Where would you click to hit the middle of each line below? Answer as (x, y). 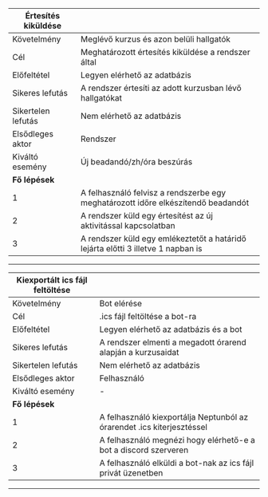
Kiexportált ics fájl (52, 280)
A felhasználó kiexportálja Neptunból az (174, 417)
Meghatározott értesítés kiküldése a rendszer (166, 52)
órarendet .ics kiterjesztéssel (153, 427)
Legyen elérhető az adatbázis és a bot (171, 329)
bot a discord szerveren (144, 450)
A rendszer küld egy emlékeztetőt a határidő (164, 239)
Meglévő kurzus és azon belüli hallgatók (156, 39)
